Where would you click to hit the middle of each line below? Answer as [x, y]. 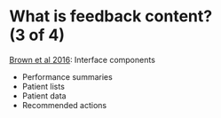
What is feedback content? [111, 16]
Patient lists [43, 86]
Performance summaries [67, 76]
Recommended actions [64, 105]
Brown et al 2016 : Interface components [82, 59]
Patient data [44, 96]
